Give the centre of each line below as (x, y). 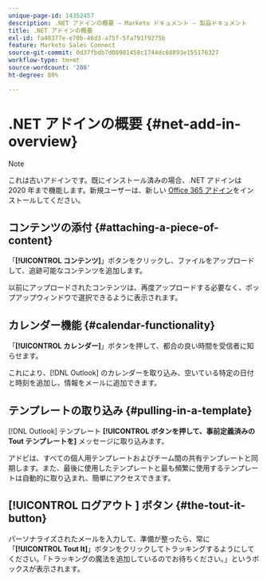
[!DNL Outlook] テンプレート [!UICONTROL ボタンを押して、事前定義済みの (132, 431)
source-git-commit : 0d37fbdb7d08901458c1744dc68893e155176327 (114, 53)
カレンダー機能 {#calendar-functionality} (112, 325)
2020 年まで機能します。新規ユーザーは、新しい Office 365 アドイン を (124, 190)
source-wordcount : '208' (49, 68)
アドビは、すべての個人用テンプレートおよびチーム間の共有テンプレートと (130, 458)
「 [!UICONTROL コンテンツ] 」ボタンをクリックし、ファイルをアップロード (132, 261)
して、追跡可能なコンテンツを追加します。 (78, 271)
